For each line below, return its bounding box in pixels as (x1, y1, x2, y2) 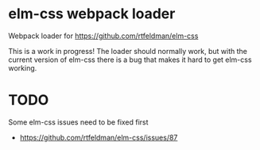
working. (8, 63, 37, 72)
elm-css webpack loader (8, 5, 176, 23)
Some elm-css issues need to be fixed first (8, 117, 149, 127)
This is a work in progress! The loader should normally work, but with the (8, 46, 248, 56)
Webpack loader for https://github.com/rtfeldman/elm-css (8, 31, 199, 40)
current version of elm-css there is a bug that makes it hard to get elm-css (8, 55, 252, 64)
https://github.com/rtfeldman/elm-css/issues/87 (19, 133, 178, 142)
